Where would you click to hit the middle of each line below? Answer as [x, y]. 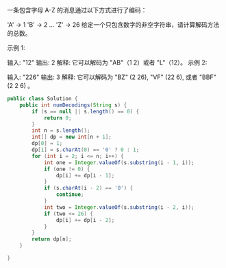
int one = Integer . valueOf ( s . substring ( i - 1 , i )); [119, 163]
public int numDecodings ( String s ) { [73, 105]
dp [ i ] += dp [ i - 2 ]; [85, 220]
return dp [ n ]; [52, 239]
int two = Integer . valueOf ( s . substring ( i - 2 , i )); [119, 207]
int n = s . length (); [61, 131]
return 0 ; [58, 118]
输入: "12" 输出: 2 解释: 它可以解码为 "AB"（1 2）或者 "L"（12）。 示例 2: [107, 63]
